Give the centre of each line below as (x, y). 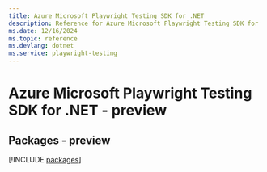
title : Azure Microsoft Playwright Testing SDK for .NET (106, 16)
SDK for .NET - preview (88, 111)
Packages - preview (59, 140)
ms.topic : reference (43, 38)
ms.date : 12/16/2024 (43, 31)
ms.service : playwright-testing (63, 53)
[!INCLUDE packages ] (45, 159)
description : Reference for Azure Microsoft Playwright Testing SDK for (133, 23)
